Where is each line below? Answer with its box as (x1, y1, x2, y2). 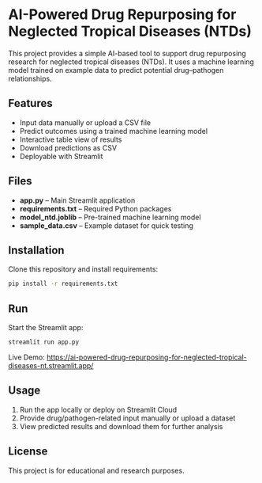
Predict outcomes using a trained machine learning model (19, 126, 208, 135)
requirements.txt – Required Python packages (19, 203, 172, 213)
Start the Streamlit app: (8, 323, 84, 333)
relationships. (8, 74, 53, 83)
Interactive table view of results (19, 135, 122, 144)
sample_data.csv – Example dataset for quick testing (19, 220, 193, 230)
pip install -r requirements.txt (8, 280, 118, 288)
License (8, 445, 48, 458)
